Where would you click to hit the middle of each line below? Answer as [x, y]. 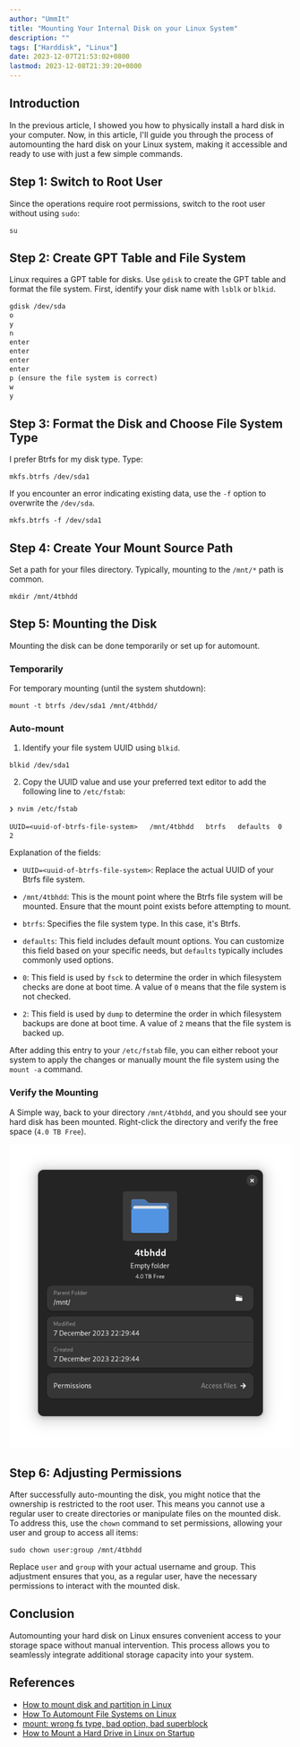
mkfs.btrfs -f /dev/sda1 [56, 521]
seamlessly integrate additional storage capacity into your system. [132, 1655]
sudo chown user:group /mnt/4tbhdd [76, 1551]
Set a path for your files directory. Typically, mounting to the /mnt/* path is [146, 570]
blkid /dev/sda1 [39, 765]
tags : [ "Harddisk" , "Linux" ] [64, 48]
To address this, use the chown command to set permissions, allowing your [146, 1523]
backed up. [43, 1033]
